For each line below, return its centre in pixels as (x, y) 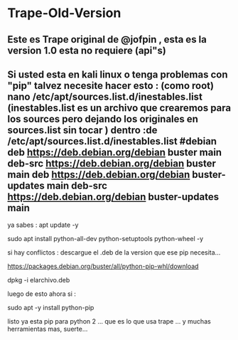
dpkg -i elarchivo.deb (39, 280)
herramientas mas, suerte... (48, 329)
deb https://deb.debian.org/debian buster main (115, 152)
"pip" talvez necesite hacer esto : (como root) (111, 86)
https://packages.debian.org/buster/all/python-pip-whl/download (103, 266)
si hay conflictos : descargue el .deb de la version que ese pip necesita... (114, 253)
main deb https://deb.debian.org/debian (99, 175)
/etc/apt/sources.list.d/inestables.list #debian (112, 141)
